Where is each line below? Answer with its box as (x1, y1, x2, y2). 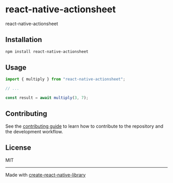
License (5, 144, 31, 152)
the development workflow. (5, 128, 63, 134)
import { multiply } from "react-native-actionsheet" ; (5, 77, 126, 82)
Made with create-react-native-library (5, 172, 86, 178)
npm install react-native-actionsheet (5, 49, 89, 54)
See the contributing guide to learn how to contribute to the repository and (5, 123, 164, 129)
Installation (5, 35, 42, 44)
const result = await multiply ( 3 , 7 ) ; (5, 95, 89, 100)
